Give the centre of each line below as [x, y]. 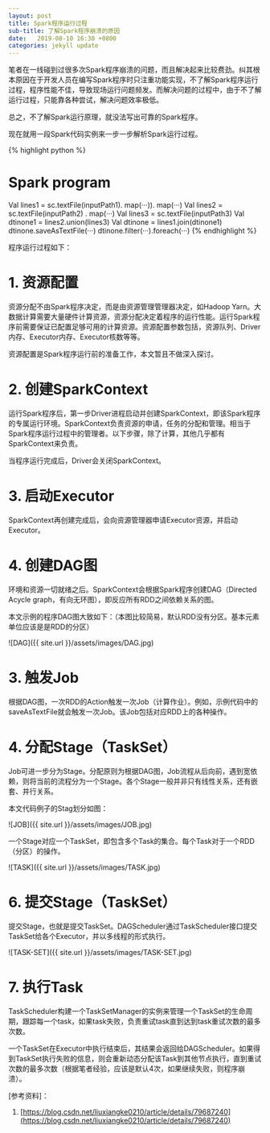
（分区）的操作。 [37, 851]
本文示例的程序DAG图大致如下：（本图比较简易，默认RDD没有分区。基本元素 [134, 616]
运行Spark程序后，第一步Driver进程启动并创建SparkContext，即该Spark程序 [135, 413]
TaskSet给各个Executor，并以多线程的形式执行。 [89, 936]
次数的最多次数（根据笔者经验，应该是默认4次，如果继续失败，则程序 [123, 1069]
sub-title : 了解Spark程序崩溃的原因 [64, 31]
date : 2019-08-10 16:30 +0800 [62, 38]
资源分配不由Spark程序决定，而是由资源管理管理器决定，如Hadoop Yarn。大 [135, 306]
